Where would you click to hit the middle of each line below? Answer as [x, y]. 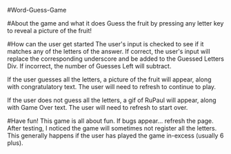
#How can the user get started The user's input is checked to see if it [106, 44]
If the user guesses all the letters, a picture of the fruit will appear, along [109, 79]
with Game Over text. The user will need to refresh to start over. [98, 107]
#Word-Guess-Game [37, 10]
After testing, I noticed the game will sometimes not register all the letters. [112, 128]
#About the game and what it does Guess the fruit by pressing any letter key [115, 23]
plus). [15, 143]
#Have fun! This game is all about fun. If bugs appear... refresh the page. [110, 121]
